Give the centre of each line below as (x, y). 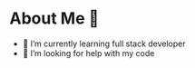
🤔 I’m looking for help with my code (88, 53)
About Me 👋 (54, 19)
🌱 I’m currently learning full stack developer (104, 44)
